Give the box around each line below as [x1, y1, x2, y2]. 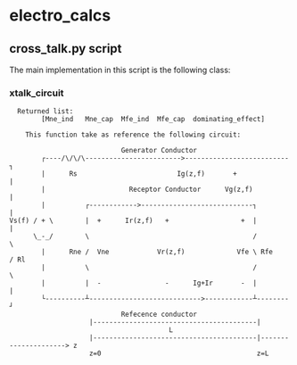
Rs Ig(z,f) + [69, 170, 238, 178]
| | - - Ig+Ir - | [41, 278, 257, 288]
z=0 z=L [88, 349, 269, 358]
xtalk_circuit [9, 87, 64, 99]
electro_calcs [9, 5, 111, 26]
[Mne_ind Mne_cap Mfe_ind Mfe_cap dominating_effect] [41, 115, 266, 124]
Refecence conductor [120, 310, 198, 319]
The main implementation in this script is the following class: [9, 64, 231, 75]
